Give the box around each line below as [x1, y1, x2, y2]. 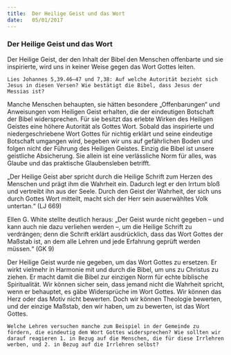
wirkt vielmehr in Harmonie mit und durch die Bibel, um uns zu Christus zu [7, 265, 219, 273]
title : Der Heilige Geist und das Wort [7, 10, 126, 17]
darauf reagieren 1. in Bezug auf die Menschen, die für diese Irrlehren [7, 335, 225, 342]
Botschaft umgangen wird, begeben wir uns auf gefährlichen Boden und [7, 136, 213, 145]
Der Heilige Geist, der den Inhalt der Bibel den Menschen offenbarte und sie [7, 55, 223, 63]
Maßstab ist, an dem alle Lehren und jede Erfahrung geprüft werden [7, 237, 201, 246]
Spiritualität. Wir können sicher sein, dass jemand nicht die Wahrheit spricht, [7, 280, 225, 288]
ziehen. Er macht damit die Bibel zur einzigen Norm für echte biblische [7, 273, 209, 281]
